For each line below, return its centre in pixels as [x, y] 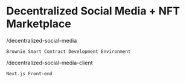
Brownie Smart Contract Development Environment [69, 51]
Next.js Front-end [29, 73]
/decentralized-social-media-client [50, 63]
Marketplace [39, 24]
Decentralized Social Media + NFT [93, 11]
